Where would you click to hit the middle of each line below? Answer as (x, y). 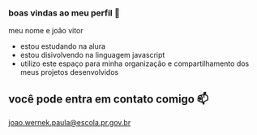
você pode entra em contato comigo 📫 (109, 99)
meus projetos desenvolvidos (69, 72)
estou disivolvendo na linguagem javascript (92, 55)
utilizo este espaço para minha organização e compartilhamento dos (135, 63)
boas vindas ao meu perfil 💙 (64, 13)
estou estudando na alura (63, 46)
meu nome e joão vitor (46, 31)
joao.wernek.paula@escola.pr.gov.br (70, 123)
